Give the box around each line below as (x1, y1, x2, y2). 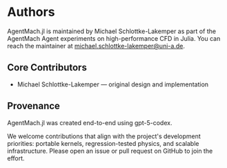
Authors (7, 4, 55, 20)
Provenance (7, 100, 61, 112)
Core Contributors (7, 62, 88, 73)
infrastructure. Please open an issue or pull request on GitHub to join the (7, 147, 213, 155)
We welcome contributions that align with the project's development (7, 132, 201, 140)
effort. (7, 153, 26, 162)
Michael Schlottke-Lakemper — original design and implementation (17, 80, 209, 88)
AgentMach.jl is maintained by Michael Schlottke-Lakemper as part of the (7, 27, 216, 35)
